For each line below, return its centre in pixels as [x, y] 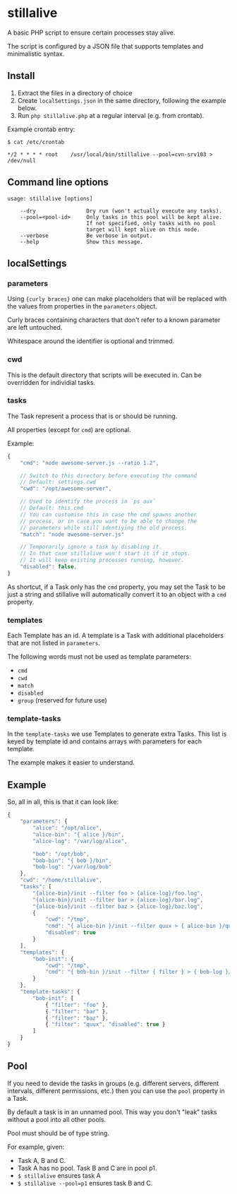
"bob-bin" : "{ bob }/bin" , [72, 860]
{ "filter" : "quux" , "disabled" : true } [105, 1025]
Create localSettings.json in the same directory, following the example [122, 100]
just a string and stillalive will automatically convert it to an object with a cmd [117, 594]
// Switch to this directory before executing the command [109, 476]
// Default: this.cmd [51, 508]
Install [21, 76]
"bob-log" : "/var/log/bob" [72, 867]
